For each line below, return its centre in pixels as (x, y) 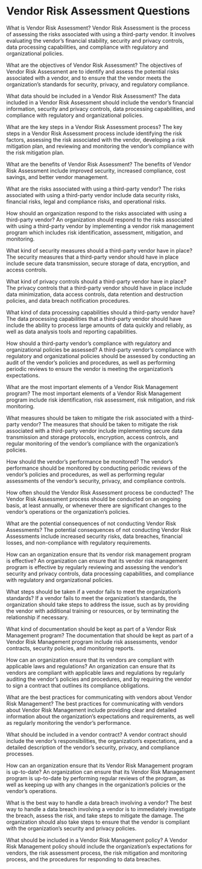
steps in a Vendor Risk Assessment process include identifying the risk (94, 133)
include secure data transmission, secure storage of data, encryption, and (98, 263)
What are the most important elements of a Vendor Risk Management (92, 387)
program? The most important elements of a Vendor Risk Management (94, 393)
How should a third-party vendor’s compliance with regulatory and (89, 343)
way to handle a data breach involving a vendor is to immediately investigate (101, 809)
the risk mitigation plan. (35, 153)
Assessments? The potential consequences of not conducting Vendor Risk (99, 529)
